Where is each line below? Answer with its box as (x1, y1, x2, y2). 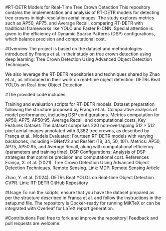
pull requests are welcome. (5, 221, 61, 226)
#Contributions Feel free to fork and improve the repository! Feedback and (5, 215, 159, 221)
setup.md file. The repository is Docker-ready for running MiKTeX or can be (5, 200, 161, 206)
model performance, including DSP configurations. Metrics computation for (5, 112, 160, 118)
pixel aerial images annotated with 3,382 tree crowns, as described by (5, 128, 150, 134)
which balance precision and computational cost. (5, 36, 106, 42)
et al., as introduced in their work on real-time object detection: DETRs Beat (5, 77, 161, 82)
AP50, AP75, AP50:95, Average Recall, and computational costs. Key (5, 117, 146, 123)
